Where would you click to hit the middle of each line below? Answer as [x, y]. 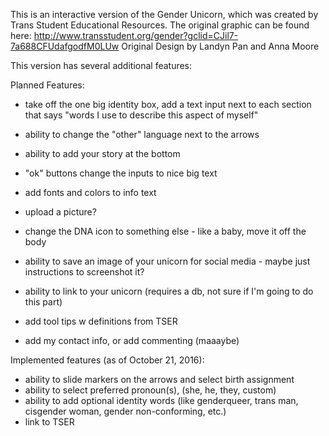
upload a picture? [60, 212]
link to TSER [49, 422]
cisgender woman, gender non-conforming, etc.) [125, 411]
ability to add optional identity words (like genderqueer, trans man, [161, 400]
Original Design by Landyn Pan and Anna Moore [220, 46]
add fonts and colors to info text [90, 192]
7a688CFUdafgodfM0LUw [65, 46]
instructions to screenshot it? [84, 272]
